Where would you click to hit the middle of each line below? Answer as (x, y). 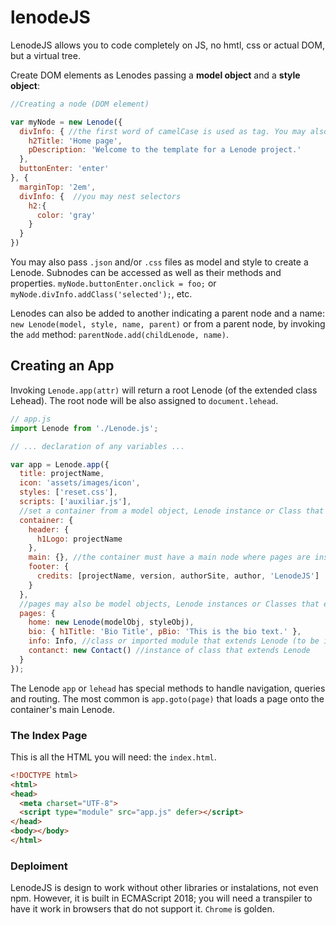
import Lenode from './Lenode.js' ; (84, 428)
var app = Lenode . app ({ (60, 464)
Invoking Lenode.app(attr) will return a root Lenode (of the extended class (164, 390)
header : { (49, 529)
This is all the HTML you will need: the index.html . (113, 757)
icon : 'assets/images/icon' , (80, 483)
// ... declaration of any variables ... (98, 446)
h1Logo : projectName (79, 539)
